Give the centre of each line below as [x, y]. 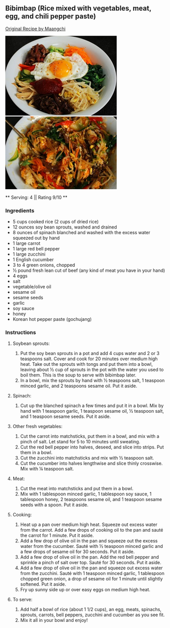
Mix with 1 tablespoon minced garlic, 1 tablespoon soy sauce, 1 [86, 494]
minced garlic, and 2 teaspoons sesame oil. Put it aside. [79, 386]
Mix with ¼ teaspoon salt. [47, 469]
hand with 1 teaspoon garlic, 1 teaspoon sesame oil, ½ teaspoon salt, [92, 411]
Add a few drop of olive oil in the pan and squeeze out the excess [89, 541]
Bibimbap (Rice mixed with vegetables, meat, [78, 8]
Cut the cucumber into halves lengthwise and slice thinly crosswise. [91, 463]
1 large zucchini [29, 254]
